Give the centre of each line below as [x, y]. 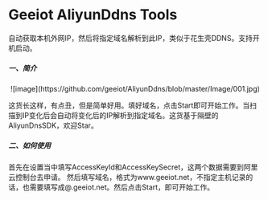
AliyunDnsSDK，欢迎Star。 [53, 125]
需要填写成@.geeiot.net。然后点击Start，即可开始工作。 [122, 187]
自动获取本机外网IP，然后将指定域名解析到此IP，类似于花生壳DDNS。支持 [131, 38]
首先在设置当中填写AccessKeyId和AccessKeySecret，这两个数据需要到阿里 [133, 167]
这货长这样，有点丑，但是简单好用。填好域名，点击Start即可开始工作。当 [129, 105]
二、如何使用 [29, 145]
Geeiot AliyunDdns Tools [93, 15]
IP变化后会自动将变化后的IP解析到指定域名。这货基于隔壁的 [120, 115]
